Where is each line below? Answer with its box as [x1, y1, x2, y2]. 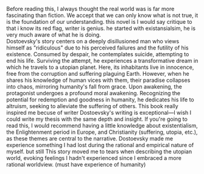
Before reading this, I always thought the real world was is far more [6, 5, 175, 12]
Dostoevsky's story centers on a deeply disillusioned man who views [6, 38, 180, 45]
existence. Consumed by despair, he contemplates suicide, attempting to [6, 51, 189, 57]
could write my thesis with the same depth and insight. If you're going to [6, 115, 188, 123]
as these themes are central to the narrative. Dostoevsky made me [6, 135, 174, 142]
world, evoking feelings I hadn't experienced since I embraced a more [6, 154, 181, 161]
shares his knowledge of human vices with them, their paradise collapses [6, 76, 191, 84]
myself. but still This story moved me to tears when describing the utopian [6, 148, 192, 155]
